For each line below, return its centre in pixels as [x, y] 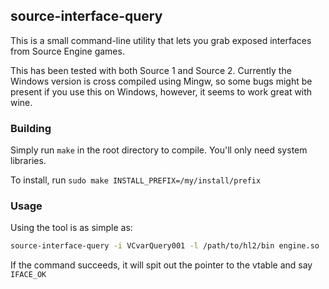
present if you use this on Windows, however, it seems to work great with [161, 91]
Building [31, 128]
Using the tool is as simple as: [71, 228]
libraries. [28, 161]
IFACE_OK [28, 275]
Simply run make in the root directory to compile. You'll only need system [159, 150]
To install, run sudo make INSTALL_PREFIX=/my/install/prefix [136, 180]
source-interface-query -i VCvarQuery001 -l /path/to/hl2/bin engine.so [165, 246]
